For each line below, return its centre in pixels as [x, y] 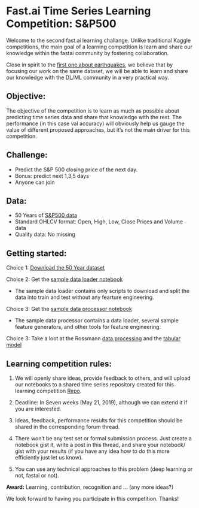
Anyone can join [35, 182]
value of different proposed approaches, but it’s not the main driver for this [98, 129]
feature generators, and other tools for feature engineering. [88, 327]
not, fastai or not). [37, 475]
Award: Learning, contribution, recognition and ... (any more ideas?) [90, 487]
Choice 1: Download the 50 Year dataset [56, 268]
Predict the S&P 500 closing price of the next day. [76, 170]
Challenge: [27, 155]
